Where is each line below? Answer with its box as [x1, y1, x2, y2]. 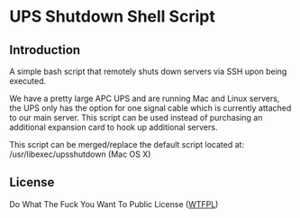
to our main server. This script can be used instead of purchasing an [9, 113, 263, 123]
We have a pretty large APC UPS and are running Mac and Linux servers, [9, 93, 280, 104]
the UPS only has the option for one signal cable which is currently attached [9, 103, 292, 114]
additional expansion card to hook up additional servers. [9, 122, 218, 132]
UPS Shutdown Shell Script [9, 6, 216, 27]
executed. [9, 76, 47, 86]
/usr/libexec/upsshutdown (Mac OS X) [9, 149, 151, 159]
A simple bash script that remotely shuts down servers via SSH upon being [9, 66, 287, 77]
